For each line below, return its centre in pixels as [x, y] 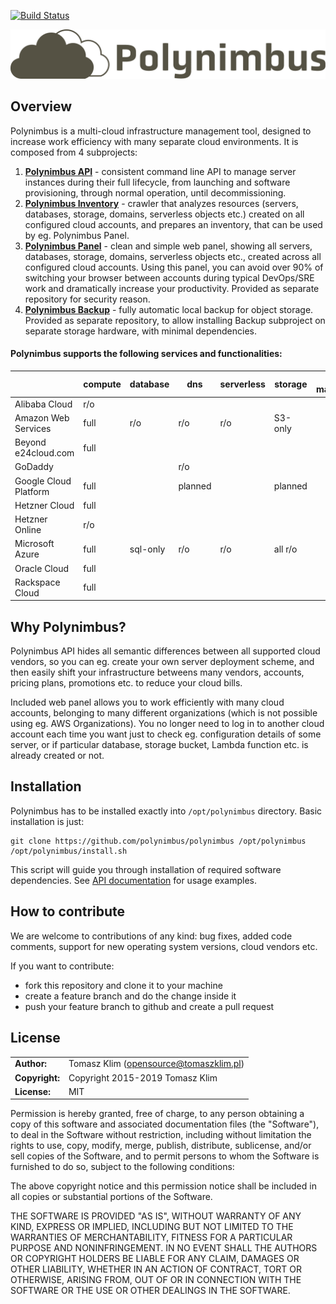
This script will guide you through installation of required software [146, 869]
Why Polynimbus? [68, 626]
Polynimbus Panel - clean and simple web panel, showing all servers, [168, 246]
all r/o [285, 549]
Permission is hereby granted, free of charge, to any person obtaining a [157, 1114]
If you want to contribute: [62, 966]
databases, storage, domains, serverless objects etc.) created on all [164, 214]
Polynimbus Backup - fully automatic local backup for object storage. [169, 309]
